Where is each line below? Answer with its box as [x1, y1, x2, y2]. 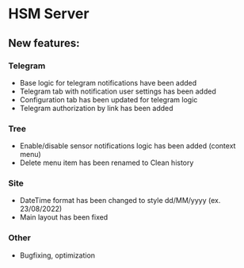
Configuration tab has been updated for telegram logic [19, 94, 198, 104]
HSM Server [8, 5, 90, 23]
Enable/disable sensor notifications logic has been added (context [19, 141, 236, 151]
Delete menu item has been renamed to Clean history [19, 158, 194, 167]
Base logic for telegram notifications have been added [19, 78, 197, 87]
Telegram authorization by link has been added [19, 103, 173, 113]
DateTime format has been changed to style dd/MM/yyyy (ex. [19, 196, 221, 205]
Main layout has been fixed [19, 212, 109, 222]
